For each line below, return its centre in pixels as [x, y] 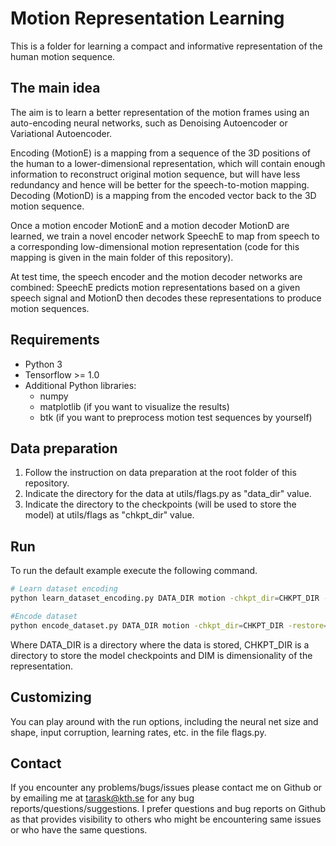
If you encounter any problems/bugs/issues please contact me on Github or [166, 788]
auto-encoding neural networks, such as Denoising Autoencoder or [149, 123]
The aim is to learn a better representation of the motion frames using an [160, 112]
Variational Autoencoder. [61, 133]
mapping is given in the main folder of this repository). [122, 257]
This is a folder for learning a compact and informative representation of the [166, 46]
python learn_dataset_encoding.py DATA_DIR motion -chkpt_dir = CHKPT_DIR [165, 598]
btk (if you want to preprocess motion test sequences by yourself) [176, 417]
